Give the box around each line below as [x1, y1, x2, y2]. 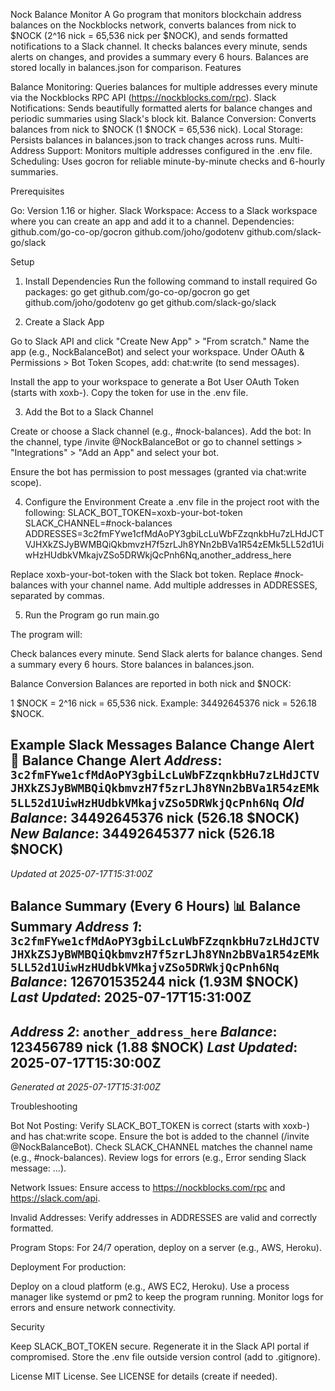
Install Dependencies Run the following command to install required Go [24, 275, 318, 287]
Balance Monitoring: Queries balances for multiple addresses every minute [10, 81, 318, 93]
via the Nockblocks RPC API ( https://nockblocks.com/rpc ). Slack [10, 92, 277, 103]
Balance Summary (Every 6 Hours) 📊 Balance [10, 898, 302, 915]
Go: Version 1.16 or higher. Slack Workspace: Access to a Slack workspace [10, 205, 318, 216]
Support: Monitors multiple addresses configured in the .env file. [46, 145, 313, 156]
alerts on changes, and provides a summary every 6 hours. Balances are [10, 51, 309, 63]
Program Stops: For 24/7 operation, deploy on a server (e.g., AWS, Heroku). [10, 1242, 322, 1254]
